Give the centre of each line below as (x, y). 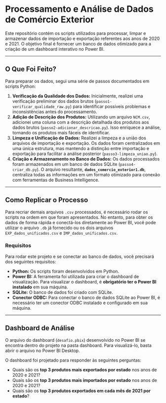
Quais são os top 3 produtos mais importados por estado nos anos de (84, 380)
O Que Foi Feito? (31, 69)
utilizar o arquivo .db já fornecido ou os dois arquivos (59, 228)
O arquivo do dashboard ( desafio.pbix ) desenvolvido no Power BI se (75, 340)
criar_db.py (24, 170)
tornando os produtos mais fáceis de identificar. (61, 132)
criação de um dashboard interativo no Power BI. (55, 49)
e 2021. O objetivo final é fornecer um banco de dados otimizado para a (78, 43)
